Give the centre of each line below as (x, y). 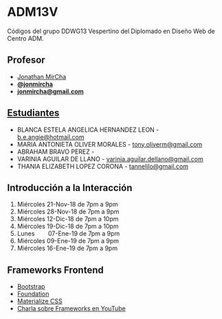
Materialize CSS (40, 301)
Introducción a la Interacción (70, 188)
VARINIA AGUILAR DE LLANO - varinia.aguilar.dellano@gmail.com (110, 158)
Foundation (33, 294)
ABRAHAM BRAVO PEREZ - (56, 152)
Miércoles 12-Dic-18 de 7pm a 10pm (68, 219)
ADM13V (33, 12)
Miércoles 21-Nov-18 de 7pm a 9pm (67, 205)
